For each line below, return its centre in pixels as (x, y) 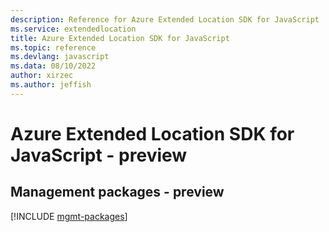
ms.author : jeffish (51, 85)
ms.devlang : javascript (60, 57)
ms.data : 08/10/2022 (53, 66)
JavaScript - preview (99, 155)
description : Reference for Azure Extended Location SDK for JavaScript (165, 19)
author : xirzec (42, 76)
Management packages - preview (117, 192)
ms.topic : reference (53, 47)
